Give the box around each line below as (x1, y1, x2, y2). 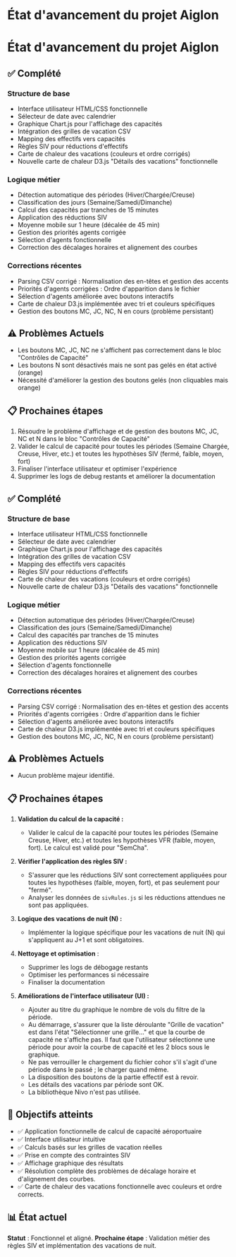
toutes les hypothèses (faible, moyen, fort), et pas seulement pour (27, 879, 221, 887)
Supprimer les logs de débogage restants (27, 963, 149, 972)
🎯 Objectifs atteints (7, 1108, 94, 1120)
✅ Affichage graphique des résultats (17, 1159, 124, 1167)
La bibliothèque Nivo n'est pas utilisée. (27, 1088, 141, 1097)
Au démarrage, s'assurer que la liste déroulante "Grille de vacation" (27, 1021, 225, 1029)
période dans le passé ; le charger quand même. (27, 1066, 169, 1074)
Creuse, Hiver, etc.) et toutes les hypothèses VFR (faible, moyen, (27, 836, 216, 845)
